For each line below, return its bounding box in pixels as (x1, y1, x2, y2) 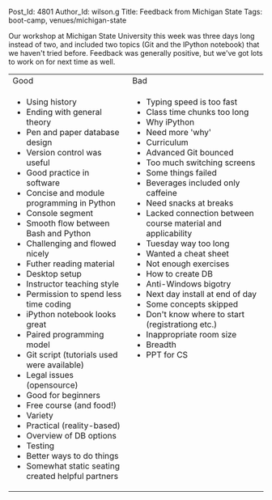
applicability (145, 228, 193, 239)
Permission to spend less (26, 289, 122, 299)
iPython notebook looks (26, 309, 117, 320)
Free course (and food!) (26, 400, 117, 411)
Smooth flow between (26, 218, 110, 229)
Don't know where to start (145, 309, 245, 320)
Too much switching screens (145, 157, 256, 168)
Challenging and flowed (26, 238, 117, 249)
